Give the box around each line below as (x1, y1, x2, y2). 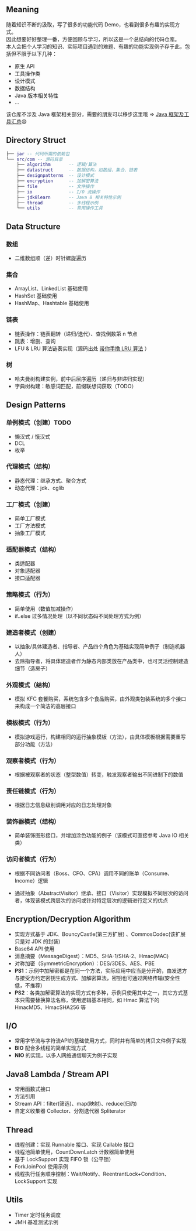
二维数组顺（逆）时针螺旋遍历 (14, 254, 86, 261)
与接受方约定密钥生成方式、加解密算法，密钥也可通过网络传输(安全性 (14, 974, 180, 982)
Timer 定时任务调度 (14, 1211, 61, 1218)
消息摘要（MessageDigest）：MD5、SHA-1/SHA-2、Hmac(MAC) (14, 952, 169, 959)
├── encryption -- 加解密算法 (16, 178, 99, 184)
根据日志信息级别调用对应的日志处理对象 (14, 802, 112, 809)
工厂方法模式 (14, 522, 45, 529)
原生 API (14, 63, 35, 70)
